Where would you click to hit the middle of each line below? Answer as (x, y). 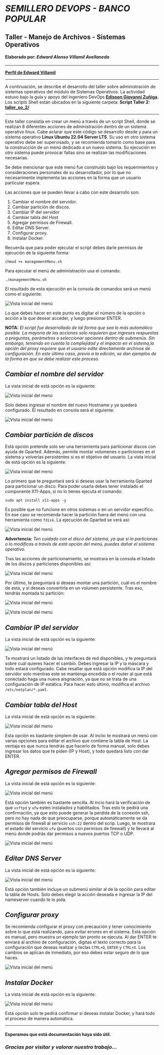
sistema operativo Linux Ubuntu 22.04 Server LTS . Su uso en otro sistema (80, 137)
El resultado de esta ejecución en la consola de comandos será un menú (78, 288)
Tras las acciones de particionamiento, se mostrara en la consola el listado (80, 559)
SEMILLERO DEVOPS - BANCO (68, 9)
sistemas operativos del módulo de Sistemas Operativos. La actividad (75, 91)
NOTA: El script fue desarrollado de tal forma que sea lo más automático (79, 328)
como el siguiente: (24, 294)
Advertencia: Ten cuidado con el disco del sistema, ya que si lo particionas (81, 539)
